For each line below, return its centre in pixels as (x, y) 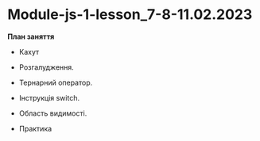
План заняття (31, 36)
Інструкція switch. (49, 97)
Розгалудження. (47, 67)
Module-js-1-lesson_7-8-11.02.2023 (130, 15)
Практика (35, 128)
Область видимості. (53, 113)
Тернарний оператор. (56, 82)
